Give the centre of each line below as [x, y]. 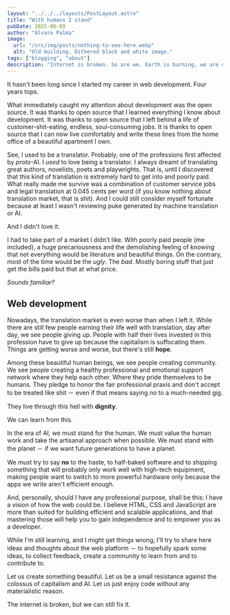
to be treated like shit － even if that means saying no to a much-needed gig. [115, 393]
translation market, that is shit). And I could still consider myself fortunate [110, 198]
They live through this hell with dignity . [62, 407]
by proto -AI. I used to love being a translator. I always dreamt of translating [112, 161]
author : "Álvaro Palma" [41, 33]
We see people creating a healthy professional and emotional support [105, 370]
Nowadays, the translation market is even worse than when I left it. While [110, 320]
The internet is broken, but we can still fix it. [69, 605]
